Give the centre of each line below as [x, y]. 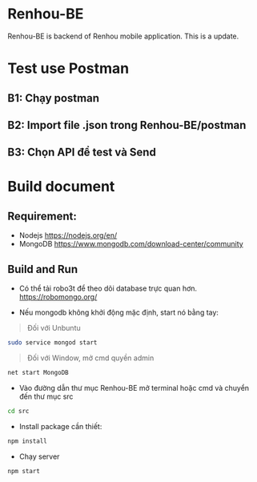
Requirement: [42, 216]
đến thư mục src [46, 396]
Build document [61, 187]
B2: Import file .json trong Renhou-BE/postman [127, 125]
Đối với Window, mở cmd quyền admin [90, 358]
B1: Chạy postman [53, 98]
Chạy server [39, 456]
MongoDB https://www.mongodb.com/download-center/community [131, 244]
